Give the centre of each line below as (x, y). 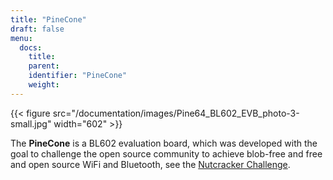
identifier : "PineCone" (78, 76)
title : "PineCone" (48, 19)
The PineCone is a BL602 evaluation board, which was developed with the (164, 143)
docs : (31, 47)
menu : (21, 38)
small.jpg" (31, 123)
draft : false (37, 29)
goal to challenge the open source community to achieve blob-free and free (166, 153)
